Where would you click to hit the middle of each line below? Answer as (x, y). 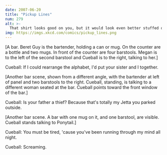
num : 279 (14, 19)
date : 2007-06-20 (23, 10)
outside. (13, 108)
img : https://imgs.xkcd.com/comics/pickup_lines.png (61, 33)
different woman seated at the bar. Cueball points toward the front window (81, 87)
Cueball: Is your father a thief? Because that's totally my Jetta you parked (80, 102)
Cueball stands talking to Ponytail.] (41, 122)
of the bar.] (17, 93)
